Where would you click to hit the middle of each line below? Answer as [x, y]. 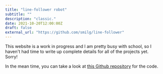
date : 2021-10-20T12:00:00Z [34, 23]
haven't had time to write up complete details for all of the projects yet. [77, 51]
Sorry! [12, 57]
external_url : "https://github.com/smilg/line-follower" [65, 32]
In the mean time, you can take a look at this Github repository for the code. [82, 66]
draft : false [18, 28]
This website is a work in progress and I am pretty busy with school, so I [78, 46]
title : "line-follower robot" [36, 10]
